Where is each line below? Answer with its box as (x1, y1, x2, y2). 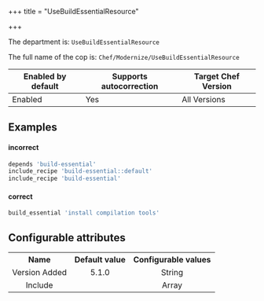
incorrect (8, 142, 39, 152)
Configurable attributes (8, 231, 126, 244)
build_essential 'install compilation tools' (8, 209, 159, 217)
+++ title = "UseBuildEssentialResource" (8, 7, 139, 16)
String (160, 267, 184, 278)
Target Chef (193, 71, 240, 82)
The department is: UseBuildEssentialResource (8, 37, 159, 46)
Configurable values (133, 255, 211, 266)
